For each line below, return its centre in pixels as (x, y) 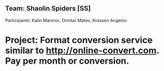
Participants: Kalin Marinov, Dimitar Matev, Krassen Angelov (66, 20)
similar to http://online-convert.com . (82, 50)
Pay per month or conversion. (67, 61)
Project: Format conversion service (79, 40)
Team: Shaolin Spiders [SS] (48, 9)
